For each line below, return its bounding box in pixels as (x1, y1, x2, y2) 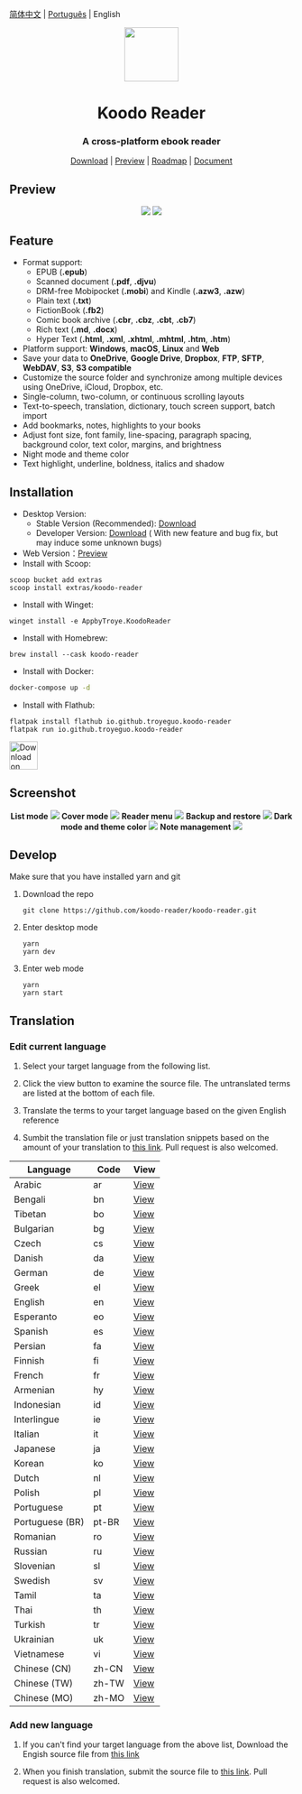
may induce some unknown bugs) (35, 537, 162, 548)
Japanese (14, 1443, 56, 1456)
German (14, 1267, 48, 1280)
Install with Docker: (22, 665, 95, 676)
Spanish (14, 1326, 49, 1338)
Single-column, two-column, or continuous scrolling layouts (22, 392, 245, 402)
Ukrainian (14, 1633, 55, 1646)
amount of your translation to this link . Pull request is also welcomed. (22, 1142, 279, 1153)
